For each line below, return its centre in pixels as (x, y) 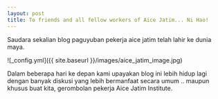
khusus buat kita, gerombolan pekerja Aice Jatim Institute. (90, 88)
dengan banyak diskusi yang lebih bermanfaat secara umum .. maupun (108, 80)
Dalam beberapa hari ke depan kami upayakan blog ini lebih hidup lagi (107, 74)
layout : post (26, 13)
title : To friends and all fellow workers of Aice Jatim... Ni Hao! (108, 20)
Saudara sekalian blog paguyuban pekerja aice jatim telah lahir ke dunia (109, 39)
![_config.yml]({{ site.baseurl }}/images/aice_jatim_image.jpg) (95, 60)
